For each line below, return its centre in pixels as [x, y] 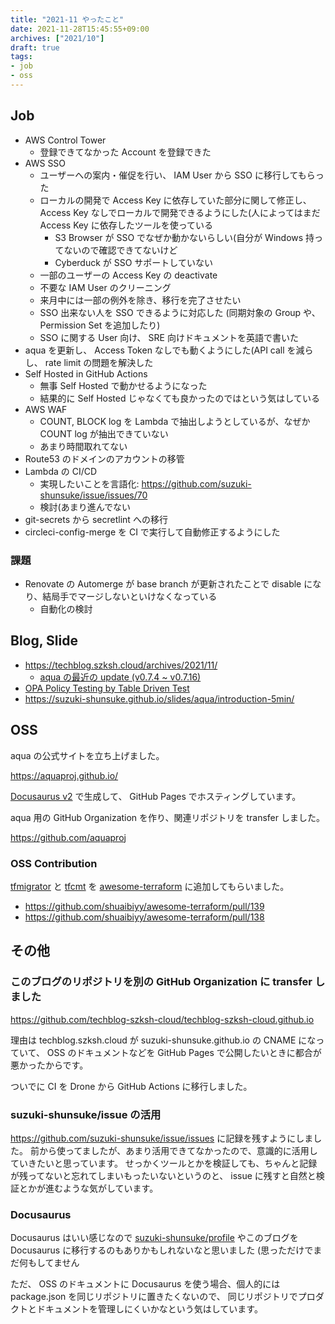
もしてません [53, 1263]
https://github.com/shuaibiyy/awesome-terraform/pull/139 [144, 906]
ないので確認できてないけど [120, 250]
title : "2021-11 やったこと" [67, 19]
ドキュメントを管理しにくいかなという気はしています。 [149, 1309]
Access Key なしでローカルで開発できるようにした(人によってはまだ [180, 212]
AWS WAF [46, 409]
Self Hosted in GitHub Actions [86, 373]
